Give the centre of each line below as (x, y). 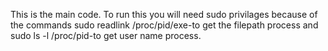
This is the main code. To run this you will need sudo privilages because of (164, 14)
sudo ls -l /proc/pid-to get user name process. (106, 35)
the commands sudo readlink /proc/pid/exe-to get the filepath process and (164, 25)
